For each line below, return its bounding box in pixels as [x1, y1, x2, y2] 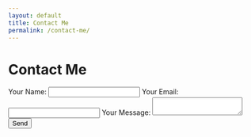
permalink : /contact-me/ [8, 26, 90, 34]
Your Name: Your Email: [8, 87, 179, 97]
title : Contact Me [8, 19, 69, 27]
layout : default [8, 11, 62, 20]
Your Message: [101, 108, 151, 117]
